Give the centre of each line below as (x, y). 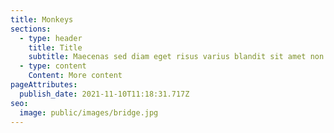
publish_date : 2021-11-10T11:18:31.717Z (104, 94)
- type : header (51, 38)
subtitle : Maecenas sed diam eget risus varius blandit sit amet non (176, 57)
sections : (31, 29)
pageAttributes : (44, 85)
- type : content (53, 66)
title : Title (55, 47)
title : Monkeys (42, 19)
